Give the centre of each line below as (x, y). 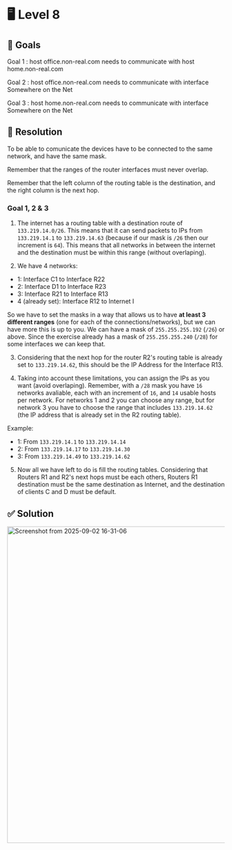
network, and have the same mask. (57, 156)
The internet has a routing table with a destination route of (100, 223)
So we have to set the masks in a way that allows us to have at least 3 (107, 315)
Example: (20, 428)
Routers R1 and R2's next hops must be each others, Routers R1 (107, 477)
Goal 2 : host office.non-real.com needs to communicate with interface (108, 82)
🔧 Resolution (35, 132)
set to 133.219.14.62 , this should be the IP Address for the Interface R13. (120, 365)
